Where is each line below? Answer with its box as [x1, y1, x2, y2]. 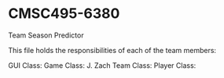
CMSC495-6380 [8, 5, 120, 23]
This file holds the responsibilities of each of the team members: [8, 45, 217, 55]
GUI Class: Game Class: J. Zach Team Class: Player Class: [8, 60, 196, 70]
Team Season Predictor [8, 30, 84, 40]
